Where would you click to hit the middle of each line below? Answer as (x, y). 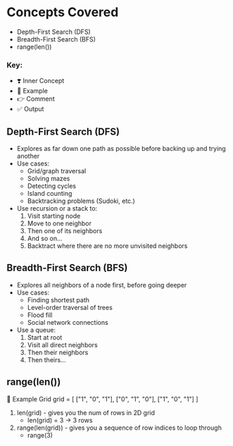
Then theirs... (46, 359)
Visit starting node (54, 216)
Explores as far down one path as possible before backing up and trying (121, 149)
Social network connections (68, 322)
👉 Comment (36, 99)
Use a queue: (36, 330)
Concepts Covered (63, 12)
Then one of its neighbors (65, 231)
